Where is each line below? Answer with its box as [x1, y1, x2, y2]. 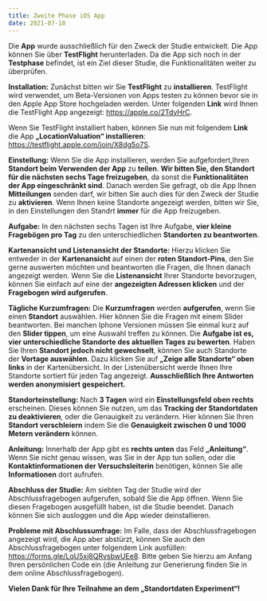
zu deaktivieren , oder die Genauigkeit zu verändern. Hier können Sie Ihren [8, 411, 253, 421]
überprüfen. [8, 66, 48, 76]
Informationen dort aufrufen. [8, 469, 104, 479]
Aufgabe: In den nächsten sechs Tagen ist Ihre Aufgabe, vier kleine [8, 221, 232, 231]
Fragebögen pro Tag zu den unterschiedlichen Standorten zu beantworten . [8, 230, 260, 239]
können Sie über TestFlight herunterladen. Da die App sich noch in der [8, 49, 241, 59]
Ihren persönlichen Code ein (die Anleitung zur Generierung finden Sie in [8, 560, 248, 569]
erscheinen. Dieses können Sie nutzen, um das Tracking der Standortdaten [8, 403, 258, 413]
